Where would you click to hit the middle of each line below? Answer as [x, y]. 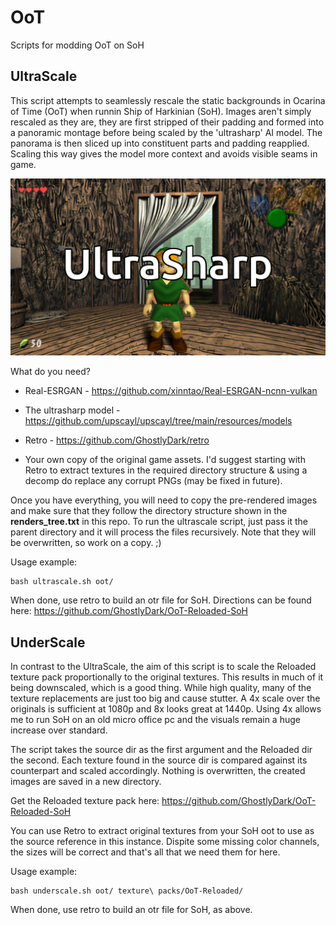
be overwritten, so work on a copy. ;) [86, 543]
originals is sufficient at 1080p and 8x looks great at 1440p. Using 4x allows [166, 709]
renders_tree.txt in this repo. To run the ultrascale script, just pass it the [159, 522]
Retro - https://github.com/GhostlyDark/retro [117, 440]
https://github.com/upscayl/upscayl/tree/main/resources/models [158, 421]
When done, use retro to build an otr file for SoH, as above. [131, 910]
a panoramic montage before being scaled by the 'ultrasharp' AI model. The [166, 132]
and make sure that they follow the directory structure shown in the [149, 511]
